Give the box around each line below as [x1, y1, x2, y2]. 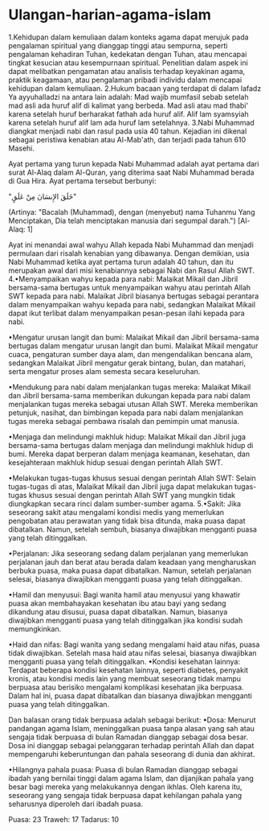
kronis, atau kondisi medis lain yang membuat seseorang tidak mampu [8, 673, 242, 683]
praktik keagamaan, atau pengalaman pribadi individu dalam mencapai [8, 75, 243, 84]
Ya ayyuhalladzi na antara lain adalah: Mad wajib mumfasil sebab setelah [8, 92, 249, 101]
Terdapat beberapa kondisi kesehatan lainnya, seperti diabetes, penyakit [8, 665, 249, 675]
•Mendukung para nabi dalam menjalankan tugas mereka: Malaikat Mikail [8, 382, 251, 392]
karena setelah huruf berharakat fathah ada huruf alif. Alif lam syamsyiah [8, 109, 249, 118]
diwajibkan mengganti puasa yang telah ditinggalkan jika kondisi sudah [8, 615, 243, 625]
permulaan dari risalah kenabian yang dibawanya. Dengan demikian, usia [8, 248, 251, 258]
